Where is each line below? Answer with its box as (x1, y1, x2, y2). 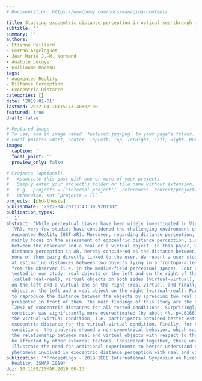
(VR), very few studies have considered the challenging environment (11, 226, 189, 232)
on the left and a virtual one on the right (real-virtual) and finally (11, 282, 198, 288)
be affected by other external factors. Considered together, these (11, 338, 187, 344)
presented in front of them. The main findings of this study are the (11, 299, 192, 305)
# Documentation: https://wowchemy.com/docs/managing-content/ (6, 8, 168, 15)
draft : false (6, 115, 39, 121)
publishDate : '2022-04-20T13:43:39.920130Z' (6, 203, 120, 209)
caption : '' (11, 148, 42, 154)
